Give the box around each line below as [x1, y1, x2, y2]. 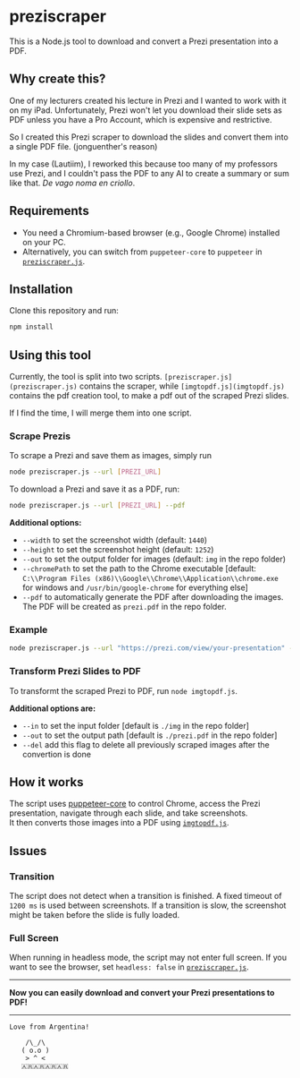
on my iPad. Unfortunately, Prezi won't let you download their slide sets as [9, 105, 283, 115]
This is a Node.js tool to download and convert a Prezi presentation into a [9, 36, 279, 47]
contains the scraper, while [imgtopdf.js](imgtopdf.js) [79, 381, 286, 391]
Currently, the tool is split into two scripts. [9, 372, 162, 382]
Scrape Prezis [9, 430, 71, 442]
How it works [9, 774, 84, 790]
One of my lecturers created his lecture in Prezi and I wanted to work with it [9, 95, 287, 106]
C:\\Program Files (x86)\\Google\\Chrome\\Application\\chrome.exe [21, 575, 279, 584]
